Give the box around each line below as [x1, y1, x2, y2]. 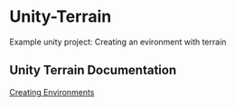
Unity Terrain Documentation [9, 63, 177, 78]
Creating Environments [9, 86, 95, 97]
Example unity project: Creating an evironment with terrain [9, 36, 227, 47]
